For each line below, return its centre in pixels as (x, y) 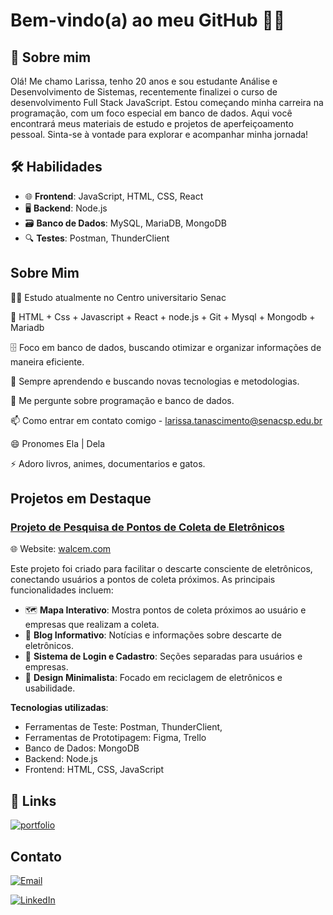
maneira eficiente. (47, 361)
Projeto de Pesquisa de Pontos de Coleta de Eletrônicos (147, 527)
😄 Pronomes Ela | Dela (58, 443)
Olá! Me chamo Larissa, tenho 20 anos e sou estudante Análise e (144, 81)
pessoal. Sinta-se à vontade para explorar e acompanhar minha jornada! (159, 134)
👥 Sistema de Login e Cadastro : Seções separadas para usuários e (163, 656)
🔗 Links (33, 800)
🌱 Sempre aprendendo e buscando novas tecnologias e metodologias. (155, 381)
